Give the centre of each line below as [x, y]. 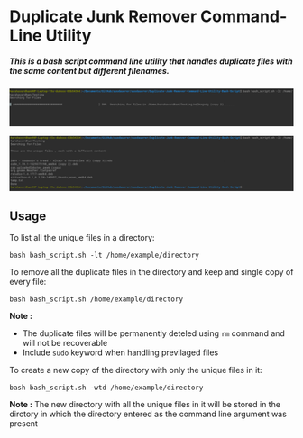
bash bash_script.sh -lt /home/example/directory [105, 255]
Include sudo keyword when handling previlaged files [120, 352]
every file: [28, 282]
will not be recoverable [65, 343]
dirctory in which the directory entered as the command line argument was [148, 414]
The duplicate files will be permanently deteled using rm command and [154, 333]
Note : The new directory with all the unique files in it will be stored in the [145, 405]
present [24, 424]
